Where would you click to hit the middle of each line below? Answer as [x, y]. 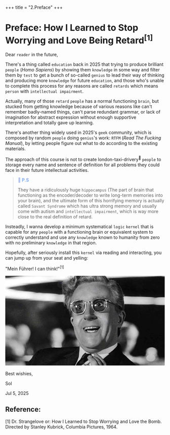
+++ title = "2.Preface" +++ [34, 7]
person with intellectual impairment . [45, 91]
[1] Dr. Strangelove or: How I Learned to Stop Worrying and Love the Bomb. [83, 422]
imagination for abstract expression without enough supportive [71, 117]
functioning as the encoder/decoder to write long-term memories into [90, 195]
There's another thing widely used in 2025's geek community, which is [78, 133]
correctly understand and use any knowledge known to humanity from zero [83, 237]
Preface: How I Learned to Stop [72, 28]
